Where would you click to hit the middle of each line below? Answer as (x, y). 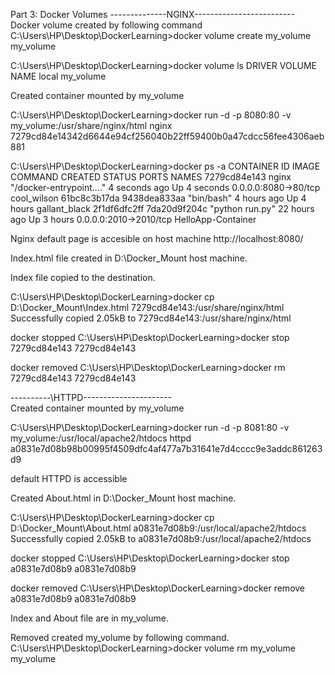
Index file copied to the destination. (83, 277)
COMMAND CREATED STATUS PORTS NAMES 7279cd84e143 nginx (151, 177)
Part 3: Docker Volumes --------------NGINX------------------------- (152, 14)
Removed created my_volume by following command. (120, 637)
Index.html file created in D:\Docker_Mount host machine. (129, 258)
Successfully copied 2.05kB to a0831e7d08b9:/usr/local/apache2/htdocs (161, 538)
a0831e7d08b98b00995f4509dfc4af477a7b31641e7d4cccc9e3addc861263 (166, 448)
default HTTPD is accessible (69, 478)
